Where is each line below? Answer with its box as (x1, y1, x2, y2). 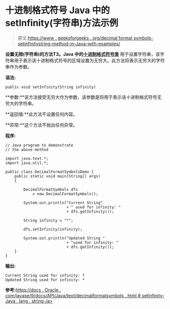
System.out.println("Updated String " (23, 236, 105, 241)
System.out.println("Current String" (23, 200, 103, 205)
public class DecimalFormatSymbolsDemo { (5, 169, 94, 174)
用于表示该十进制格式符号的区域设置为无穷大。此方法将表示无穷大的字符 (14, 57, 165, 63)
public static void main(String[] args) (14, 173, 101, 179)
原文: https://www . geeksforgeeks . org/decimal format (17, 35, 133, 41)
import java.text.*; (5, 156, 49, 161)
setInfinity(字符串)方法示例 (5, 17, 118, 29)
